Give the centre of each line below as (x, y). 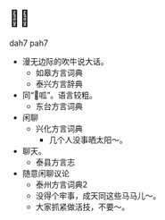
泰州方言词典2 (62, 184)
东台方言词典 (59, 106)
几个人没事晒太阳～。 (88, 140)
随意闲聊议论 (45, 173)
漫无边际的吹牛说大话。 (65, 61)
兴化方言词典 (59, 128)
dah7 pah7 (29, 43)
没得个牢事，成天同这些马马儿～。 (98, 195)
